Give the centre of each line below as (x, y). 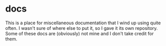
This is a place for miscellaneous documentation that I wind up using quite (83, 23)
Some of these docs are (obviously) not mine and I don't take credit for (79, 33)
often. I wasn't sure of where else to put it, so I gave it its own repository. (81, 28)
